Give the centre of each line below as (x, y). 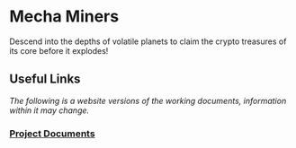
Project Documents (53, 134)
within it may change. (49, 110)
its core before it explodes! (59, 50)
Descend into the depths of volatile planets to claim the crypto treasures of (148, 41)
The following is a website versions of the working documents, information (148, 100)
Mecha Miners (64, 17)
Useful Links (45, 79)
